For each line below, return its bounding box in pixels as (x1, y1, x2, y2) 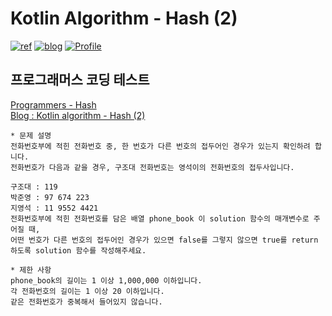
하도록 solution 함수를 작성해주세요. (10, 245, 147, 256)
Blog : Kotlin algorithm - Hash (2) (10, 109, 146, 121)
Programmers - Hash (10, 98, 97, 111)
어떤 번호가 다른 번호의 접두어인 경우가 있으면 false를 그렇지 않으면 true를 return (10, 235, 319, 245)
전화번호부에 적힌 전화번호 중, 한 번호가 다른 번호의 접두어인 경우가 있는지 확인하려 (10, 141, 311, 151)
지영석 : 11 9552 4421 (10, 203, 99, 213)
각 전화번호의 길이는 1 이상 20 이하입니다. (10, 286, 165, 296)
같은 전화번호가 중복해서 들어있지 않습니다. (10, 297, 163, 307)
